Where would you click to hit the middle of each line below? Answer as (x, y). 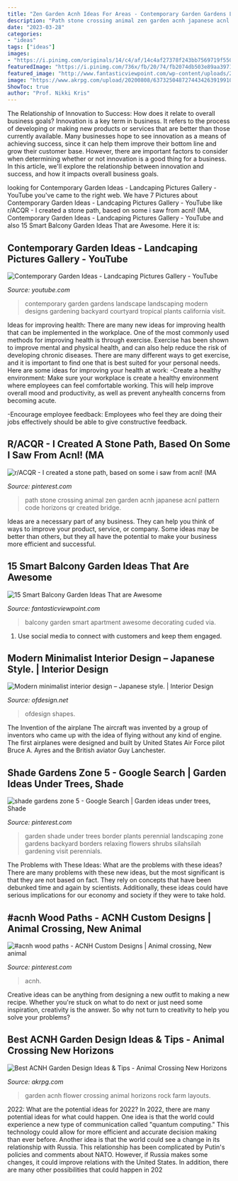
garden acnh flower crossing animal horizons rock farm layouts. (118, 1095)
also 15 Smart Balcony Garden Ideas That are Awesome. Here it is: (104, 225)
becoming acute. (32, 400)
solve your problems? (39, 1017)
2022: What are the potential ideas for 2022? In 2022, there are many (109, 1109)
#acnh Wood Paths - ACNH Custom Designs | (109, 918)
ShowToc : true (28, 87)
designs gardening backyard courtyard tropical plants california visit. (125, 311)
